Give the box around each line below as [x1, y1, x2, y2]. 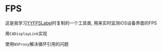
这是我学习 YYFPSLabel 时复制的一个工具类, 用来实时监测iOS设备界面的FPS [5, 20, 158, 26]
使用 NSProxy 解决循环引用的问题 [5, 41, 69, 47]
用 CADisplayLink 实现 [5, 30, 48, 36]
